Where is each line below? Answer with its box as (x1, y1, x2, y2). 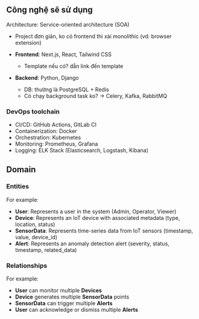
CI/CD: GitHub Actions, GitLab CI (14, 121, 97, 129)
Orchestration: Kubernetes (14, 134, 81, 141)
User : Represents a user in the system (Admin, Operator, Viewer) (14, 208, 177, 215)
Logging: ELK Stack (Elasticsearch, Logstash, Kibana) (14, 147, 149, 154)
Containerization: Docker (14, 127, 77, 135)
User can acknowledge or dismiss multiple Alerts (14, 306, 139, 314)
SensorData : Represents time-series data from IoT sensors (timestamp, (14, 227, 194, 234)
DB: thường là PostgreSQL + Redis (24, 86, 110, 93)
